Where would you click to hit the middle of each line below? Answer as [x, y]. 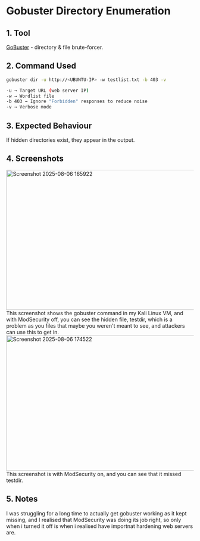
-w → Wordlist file [30, 96]
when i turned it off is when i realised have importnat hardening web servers [100, 526]
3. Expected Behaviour [49, 125]
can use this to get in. [33, 332]
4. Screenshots [35, 159]
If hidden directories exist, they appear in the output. [71, 140]
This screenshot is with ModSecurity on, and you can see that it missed [94, 474]
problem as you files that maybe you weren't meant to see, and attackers [96, 325]
